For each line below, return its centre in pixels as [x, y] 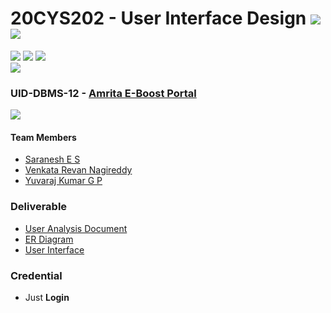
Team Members [43, 137]
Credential [36, 275]
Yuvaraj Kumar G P [63, 181]
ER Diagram [49, 239]
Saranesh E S [52, 159]
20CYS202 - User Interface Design [158, 18]
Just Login [47, 298]
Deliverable [39, 207]
